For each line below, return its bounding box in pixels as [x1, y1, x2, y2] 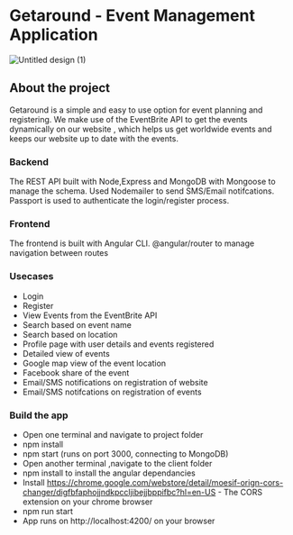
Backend [9, 155, 50, 168]
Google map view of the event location [22, 358, 167, 368]
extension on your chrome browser [22, 496, 153, 507]
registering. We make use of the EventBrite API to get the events [9, 113, 248, 124]
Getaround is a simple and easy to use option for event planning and [9, 104, 263, 115]
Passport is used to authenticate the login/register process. [9, 195, 230, 206]
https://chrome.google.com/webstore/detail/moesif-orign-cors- [46, 476, 284, 487]
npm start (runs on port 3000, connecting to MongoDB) [22, 448, 229, 459]
